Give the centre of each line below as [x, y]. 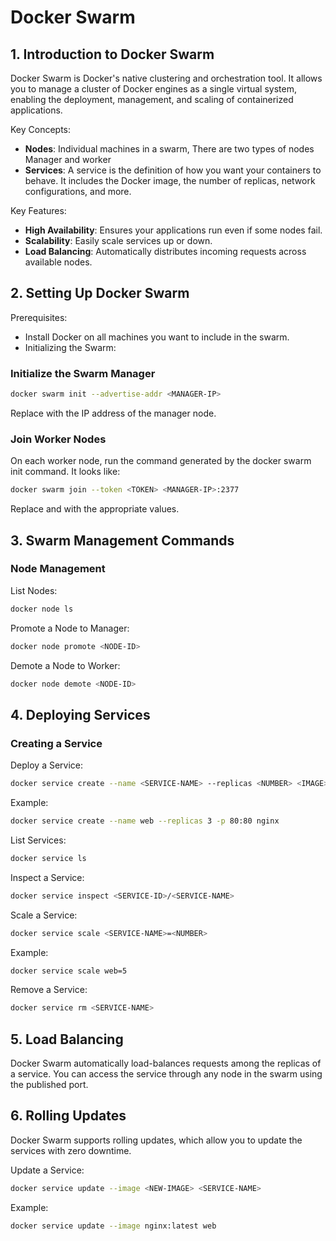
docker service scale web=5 [69, 971]
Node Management [58, 569]
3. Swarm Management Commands [122, 540]
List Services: [38, 840]
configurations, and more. [78, 191]
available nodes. [58, 262]
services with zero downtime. [71, 1150]
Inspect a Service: [47, 877]
